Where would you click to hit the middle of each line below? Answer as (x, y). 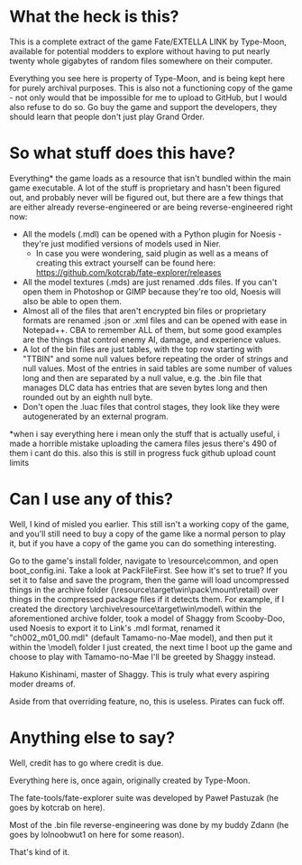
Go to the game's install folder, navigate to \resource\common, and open (144, 561)
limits (19, 462)
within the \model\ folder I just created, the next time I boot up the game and (151, 646)
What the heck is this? (94, 17)
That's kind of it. (40, 851)
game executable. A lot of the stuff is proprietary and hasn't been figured (145, 188)
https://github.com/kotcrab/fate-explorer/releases (128, 272)
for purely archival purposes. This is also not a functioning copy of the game (151, 88)
